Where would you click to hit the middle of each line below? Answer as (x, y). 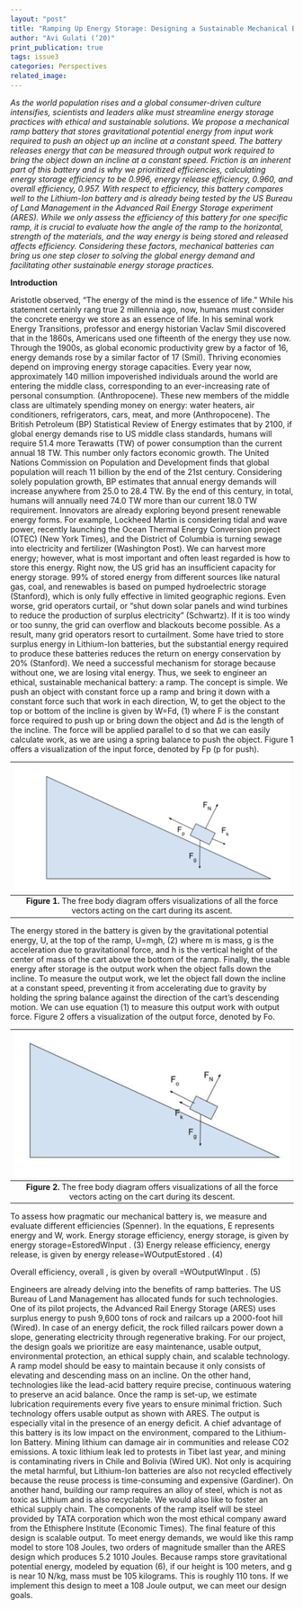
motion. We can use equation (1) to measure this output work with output (145, 1006)
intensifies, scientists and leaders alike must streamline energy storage (142, 112)
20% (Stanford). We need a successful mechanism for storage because (143, 663)
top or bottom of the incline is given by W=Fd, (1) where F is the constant (145, 711)
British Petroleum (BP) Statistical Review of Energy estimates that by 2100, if (151, 424)
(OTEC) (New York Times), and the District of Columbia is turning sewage (146, 539)
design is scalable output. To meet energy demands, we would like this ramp (152, 1538)
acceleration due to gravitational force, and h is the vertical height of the (144, 950)
